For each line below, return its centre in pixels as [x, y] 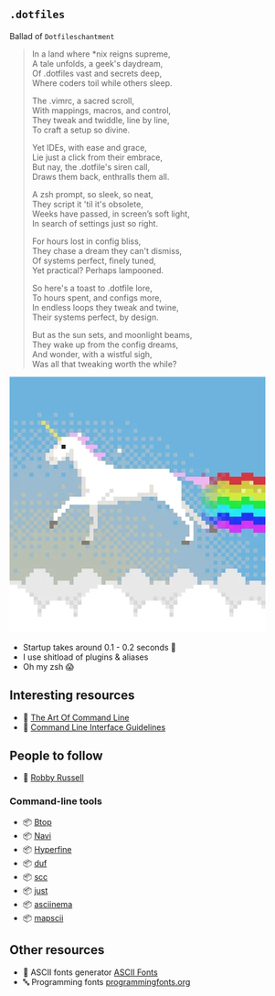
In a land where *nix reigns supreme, [101, 54]
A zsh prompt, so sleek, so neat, [92, 194]
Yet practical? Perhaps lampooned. [98, 270]
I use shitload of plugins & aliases [85, 657]
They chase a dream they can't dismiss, [107, 250]
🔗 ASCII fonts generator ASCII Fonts [90, 972]
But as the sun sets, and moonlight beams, [112, 334]
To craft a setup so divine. [81, 130]
